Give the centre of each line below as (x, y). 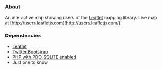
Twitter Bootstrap (30, 52)
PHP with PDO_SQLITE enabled (44, 57)
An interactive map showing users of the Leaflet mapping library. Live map (81, 18)
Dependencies (23, 35)
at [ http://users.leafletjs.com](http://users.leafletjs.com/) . (64, 23)
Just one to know (30, 62)
